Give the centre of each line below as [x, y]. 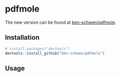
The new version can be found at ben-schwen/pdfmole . [61, 22]
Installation [22, 38]
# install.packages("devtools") [38, 49]
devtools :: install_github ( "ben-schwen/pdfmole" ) [55, 53]
